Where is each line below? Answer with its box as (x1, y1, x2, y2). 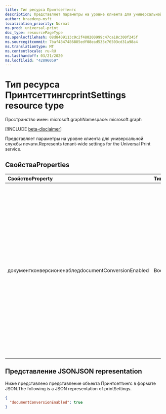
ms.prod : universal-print (5, 26, 58, 31)
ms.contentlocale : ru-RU (5, 48, 56, 53)
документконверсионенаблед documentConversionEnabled (7, 267, 149, 274)
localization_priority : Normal (5, 21, 70, 26)
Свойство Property (7, 175, 53, 182)
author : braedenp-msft (5, 16, 52, 21)
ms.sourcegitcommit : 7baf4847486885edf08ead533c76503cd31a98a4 (5, 40, 138, 45)
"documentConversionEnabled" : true (9, 400, 83, 405)
